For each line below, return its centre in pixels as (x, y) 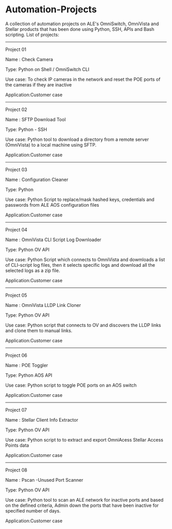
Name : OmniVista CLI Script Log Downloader (53, 240)
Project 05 (16, 295)
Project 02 (16, 110)
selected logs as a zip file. (33, 270)
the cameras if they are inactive (39, 85)
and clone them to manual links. (39, 331)
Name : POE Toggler (27, 365)
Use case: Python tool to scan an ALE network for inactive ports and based (84, 500)
